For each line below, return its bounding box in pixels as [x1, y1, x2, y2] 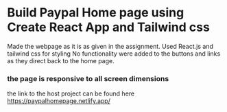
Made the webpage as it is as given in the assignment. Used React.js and [7, 42, 214, 50]
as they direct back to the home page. [7, 56, 115, 65]
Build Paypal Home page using [7, 5, 184, 21]
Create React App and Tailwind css [7, 19, 211, 35]
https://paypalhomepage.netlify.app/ [7, 97, 111, 105]
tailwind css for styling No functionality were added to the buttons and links [7, 49, 221, 58]
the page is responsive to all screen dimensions [7, 74, 169, 83]
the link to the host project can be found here [7, 89, 135, 98]
